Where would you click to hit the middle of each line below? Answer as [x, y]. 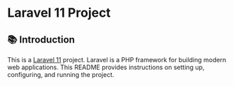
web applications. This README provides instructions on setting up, [106, 67]
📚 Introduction [41, 40]
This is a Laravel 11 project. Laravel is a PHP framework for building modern [117, 60]
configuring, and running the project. [61, 74]
